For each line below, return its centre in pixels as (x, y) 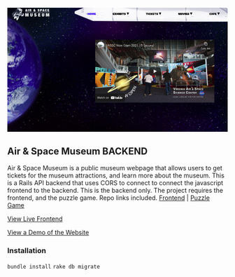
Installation (27, 251)
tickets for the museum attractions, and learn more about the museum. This (116, 175)
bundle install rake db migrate (54, 266)
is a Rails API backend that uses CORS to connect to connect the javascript (115, 183)
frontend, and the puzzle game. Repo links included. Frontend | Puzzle (108, 198)
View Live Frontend (35, 219)
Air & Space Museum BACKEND (78, 151)
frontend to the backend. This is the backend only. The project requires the (115, 191)
